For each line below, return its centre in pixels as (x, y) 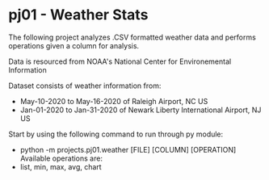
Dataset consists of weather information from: (85, 86)
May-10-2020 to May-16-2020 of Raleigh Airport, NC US (114, 101)
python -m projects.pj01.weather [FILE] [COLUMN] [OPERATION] (128, 149)
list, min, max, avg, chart (61, 166)
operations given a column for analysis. (74, 45)
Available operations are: (61, 158)
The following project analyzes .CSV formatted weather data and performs (132, 37)
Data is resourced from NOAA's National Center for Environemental (120, 61)
